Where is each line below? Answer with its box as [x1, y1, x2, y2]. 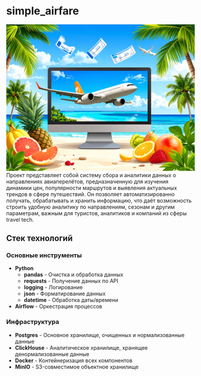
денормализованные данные [14, 350, 90, 357]
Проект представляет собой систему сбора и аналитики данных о [6, 172, 176, 179]
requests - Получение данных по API [23, 277, 118, 285]
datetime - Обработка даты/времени [23, 296, 118, 304]
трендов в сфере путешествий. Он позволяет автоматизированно [6, 190, 175, 198]
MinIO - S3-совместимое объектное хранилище [14, 363, 139, 370]
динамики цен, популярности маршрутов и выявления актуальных [6, 184, 178, 191]
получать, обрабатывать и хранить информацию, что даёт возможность [6, 197, 192, 204]
